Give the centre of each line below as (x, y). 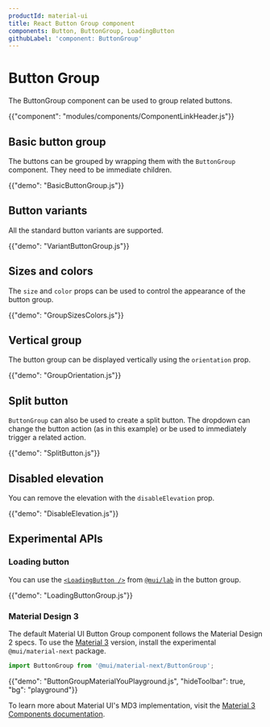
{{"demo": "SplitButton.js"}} (54, 453)
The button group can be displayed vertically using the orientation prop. (130, 359)
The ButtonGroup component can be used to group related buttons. (120, 101)
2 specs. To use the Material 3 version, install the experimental (112, 642)
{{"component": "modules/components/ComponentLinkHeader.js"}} (122, 116)
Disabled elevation (56, 479)
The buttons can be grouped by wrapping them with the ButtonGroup (122, 161)
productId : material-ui (48, 16)
